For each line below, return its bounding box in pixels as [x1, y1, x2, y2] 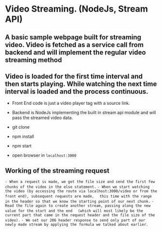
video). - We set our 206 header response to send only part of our [5, 218, 146, 223]
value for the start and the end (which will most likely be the [5, 209, 143, 214]
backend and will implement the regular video [5, 48, 146, 56]
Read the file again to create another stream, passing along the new [5, 203, 151, 208]
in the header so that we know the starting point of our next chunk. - [5, 199, 154, 204]
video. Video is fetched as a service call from [5, 40, 144, 49]
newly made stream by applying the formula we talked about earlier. [5, 222, 149, 227]
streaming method [5, 56, 62, 64]
